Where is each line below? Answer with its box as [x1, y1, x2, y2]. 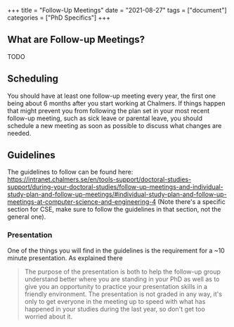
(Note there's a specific [157, 198, 226, 206]
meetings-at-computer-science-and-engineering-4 [7, 198, 157, 206]
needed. [7, 129, 32, 137]
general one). [7, 212, 46, 221]
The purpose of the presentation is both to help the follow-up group [24, 267, 221, 276]
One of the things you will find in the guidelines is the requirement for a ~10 [7, 246, 225, 255]
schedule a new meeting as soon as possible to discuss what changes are [7, 121, 222, 129]
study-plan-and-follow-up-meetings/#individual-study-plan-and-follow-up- [7, 190, 227, 199]
